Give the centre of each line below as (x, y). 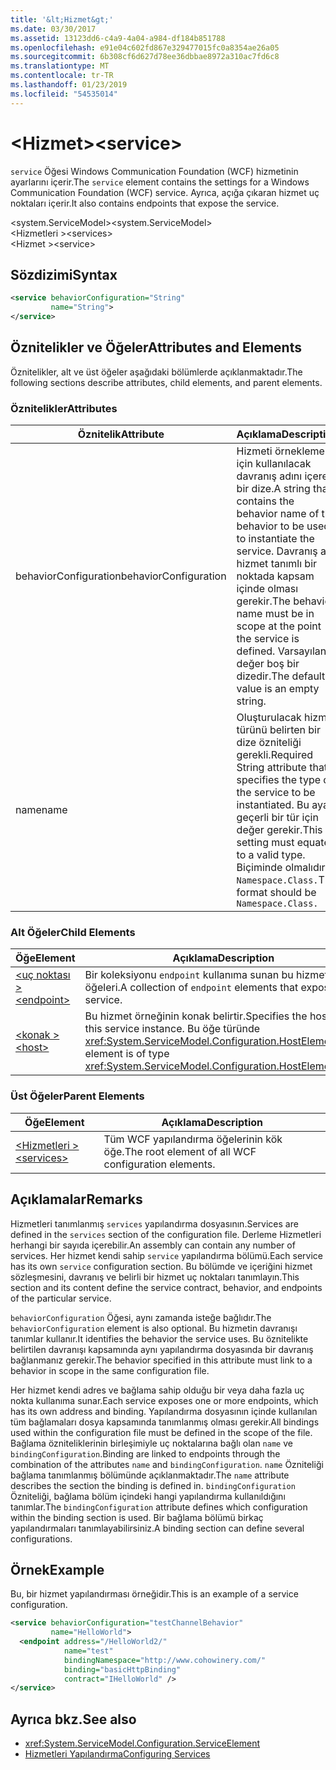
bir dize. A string (273, 489)
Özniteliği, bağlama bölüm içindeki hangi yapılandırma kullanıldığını (148, 1496)
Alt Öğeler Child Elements (73, 933)
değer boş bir (268, 664)
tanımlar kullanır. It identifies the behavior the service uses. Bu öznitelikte (159, 1338)
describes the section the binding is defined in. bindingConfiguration (153, 1485)
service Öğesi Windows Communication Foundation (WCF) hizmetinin (154, 171)
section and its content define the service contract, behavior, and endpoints (166, 1287)
